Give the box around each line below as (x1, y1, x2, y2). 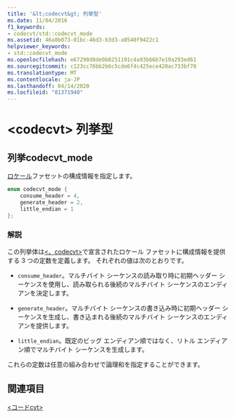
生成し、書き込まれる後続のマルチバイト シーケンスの (48, 312, 204, 321)
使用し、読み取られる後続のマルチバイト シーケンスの (48, 280, 204, 288)
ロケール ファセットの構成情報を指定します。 (7, 172, 136, 180)
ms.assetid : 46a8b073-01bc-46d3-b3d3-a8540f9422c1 (7, 37, 159, 44)
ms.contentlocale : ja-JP (7, 75, 80, 83)
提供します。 (36, 321, 72, 330)
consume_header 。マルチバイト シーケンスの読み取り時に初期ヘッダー (17, 271, 218, 279)
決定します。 (36, 288, 72, 297)
